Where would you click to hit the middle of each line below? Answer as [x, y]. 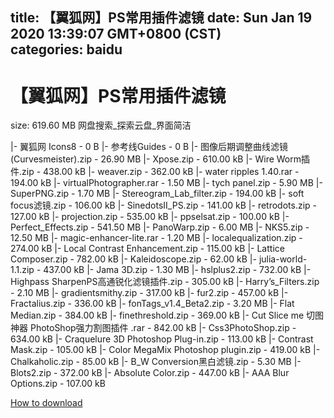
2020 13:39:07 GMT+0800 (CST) [116, 34]
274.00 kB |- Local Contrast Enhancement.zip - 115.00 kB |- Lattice [147, 249]
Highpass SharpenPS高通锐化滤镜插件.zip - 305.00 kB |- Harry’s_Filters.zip [165, 282]
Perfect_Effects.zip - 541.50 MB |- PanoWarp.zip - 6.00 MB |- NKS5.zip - [160, 227]
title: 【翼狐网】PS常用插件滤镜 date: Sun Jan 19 [161, 18]
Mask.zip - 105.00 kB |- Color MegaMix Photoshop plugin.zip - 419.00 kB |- [165, 350]
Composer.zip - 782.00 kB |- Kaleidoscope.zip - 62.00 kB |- [133, 259]
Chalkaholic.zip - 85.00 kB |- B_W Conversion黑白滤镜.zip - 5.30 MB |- [156, 362]
